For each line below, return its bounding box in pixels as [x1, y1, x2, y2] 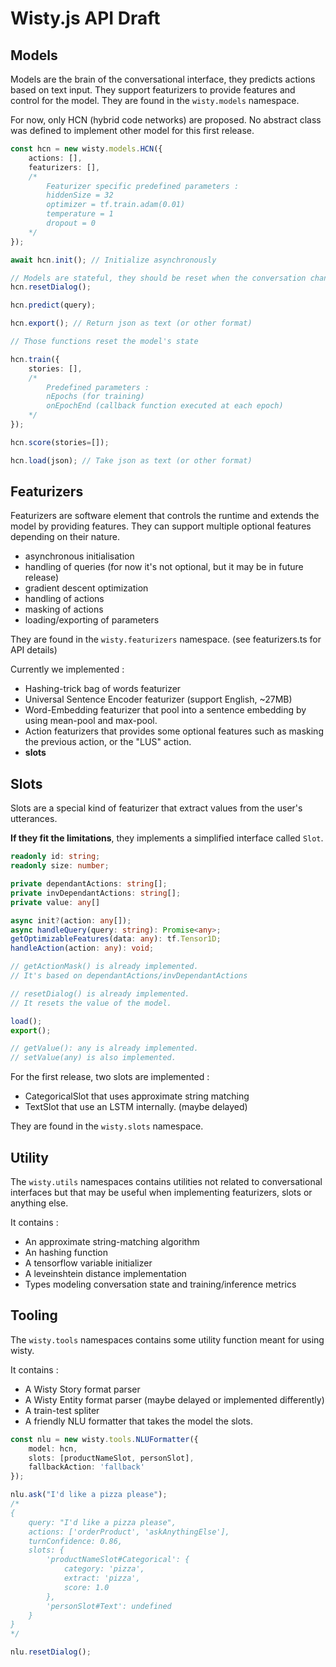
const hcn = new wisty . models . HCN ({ [10, 144, 163, 154]
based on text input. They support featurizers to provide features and [10, 84, 296, 96]
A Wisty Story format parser [24, 1383, 141, 1395]
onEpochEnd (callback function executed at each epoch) [46, 401, 284, 411]
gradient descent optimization [24, 582, 149, 594]
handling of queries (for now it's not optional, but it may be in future [24, 561, 304, 573]
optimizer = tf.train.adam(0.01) [46, 200, 186, 210]
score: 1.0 [63, 1582, 110, 1592]
